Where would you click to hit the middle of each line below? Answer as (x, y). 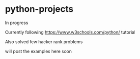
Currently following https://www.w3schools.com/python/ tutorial (70, 32)
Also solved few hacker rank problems (44, 42)
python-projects (39, 9)
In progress (17, 23)
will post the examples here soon (39, 51)
